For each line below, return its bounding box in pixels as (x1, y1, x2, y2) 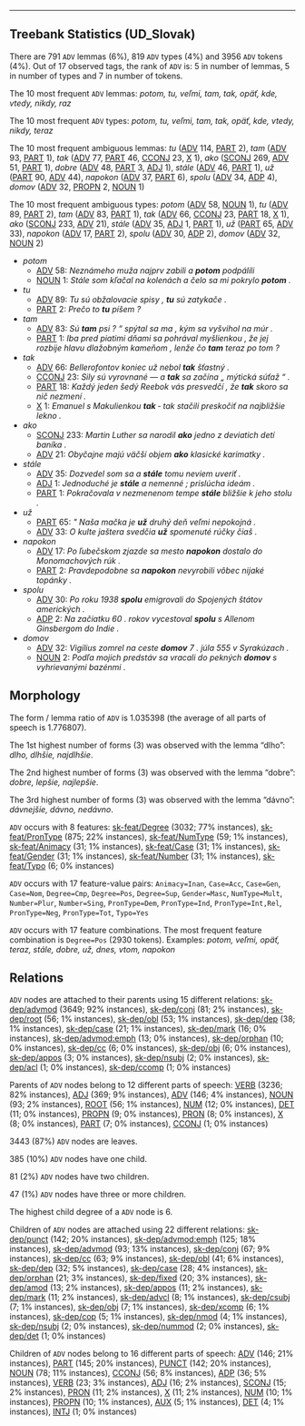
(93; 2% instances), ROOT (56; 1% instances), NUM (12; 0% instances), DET (9, 1099, 295, 1110)
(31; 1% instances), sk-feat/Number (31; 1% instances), (56, 851, 261, 861)
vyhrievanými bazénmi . (35, 661, 126, 672)
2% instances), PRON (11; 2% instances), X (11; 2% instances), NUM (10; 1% (9, 1387, 293, 1398)
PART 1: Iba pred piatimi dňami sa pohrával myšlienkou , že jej (35, 332, 270, 343)
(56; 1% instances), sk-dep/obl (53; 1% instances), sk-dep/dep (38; (44, 1013, 296, 1024)
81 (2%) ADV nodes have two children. (9, 1171, 150, 1182)
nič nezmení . (35, 391, 87, 402)
